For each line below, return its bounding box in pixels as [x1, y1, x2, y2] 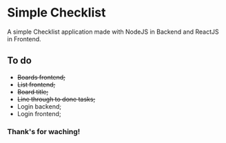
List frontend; [17, 80, 56, 89]
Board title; [17, 87, 49, 96]
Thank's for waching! [7, 126, 81, 136]
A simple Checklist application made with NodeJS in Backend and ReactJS [7, 27, 219, 36]
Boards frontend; [17, 73, 65, 81]
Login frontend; [17, 109, 61, 118]
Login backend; [17, 102, 62, 111]
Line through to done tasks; [17, 95, 96, 103]
